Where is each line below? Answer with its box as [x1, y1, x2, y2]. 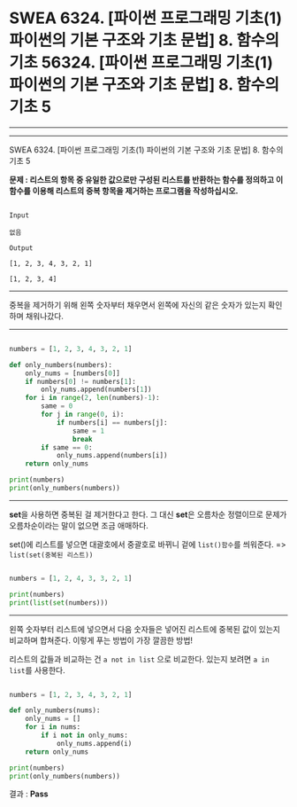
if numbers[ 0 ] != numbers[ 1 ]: [25, 377, 137, 386]
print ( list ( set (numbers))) [9, 598, 109, 607]
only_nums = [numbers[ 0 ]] [25, 369, 121, 378]
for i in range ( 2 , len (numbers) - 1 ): [25, 394, 161, 403]
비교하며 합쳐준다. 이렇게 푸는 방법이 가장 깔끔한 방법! [9, 635, 193, 646]
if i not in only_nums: [41, 731, 128, 740]
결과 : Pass [9, 788, 49, 799]
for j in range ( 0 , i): [41, 410, 125, 419]
